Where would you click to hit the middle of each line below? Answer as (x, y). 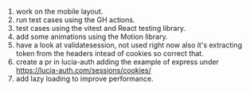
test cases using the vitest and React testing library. (100, 28)
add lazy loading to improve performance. (84, 79)
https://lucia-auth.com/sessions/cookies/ (83, 70)
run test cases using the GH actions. (75, 20)
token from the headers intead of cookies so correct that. (110, 53)
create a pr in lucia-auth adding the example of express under (117, 62)
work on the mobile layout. (59, 11)
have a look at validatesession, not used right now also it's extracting (129, 45)
